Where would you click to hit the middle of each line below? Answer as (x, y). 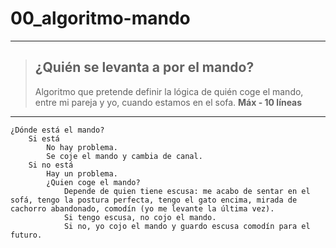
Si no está (51, 165)
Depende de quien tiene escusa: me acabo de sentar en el (187, 191)
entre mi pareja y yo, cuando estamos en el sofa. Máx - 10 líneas (168, 102)
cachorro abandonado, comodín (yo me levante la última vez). (142, 208)
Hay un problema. (82, 173)
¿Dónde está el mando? (57, 130)
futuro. (26, 235)
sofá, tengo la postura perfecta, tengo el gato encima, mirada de (154, 200)
